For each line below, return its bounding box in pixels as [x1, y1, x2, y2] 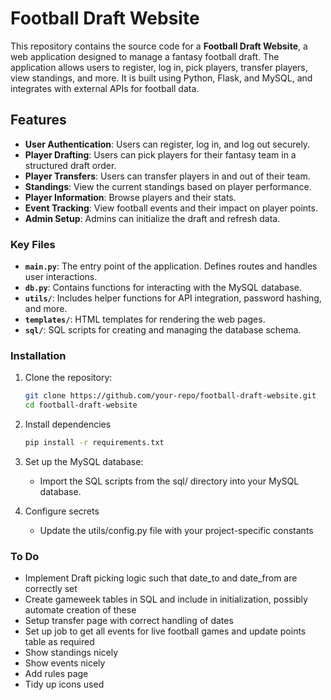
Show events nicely [24, 657, 106, 669]
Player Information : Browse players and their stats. [24, 191, 237, 203]
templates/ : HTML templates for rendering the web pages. [24, 313, 266, 326]
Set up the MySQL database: [24, 455, 144, 467]
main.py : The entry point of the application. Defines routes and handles [24, 260, 318, 272]
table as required [24, 636, 95, 648]
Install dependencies [24, 418, 112, 431]
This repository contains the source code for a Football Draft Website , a [10, 40, 308, 52]
